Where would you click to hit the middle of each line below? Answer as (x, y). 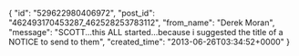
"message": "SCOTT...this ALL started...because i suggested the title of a (146, 32)
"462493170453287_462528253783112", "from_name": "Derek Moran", (142, 23)
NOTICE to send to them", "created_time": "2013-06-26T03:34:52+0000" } (149, 42)
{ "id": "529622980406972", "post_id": (82, 13)
